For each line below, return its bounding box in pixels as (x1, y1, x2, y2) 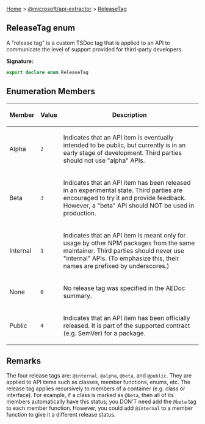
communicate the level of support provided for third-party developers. (6, 45, 183, 53)
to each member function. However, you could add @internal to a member (6, 404, 193, 412)
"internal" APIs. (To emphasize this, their (63, 254, 179, 262)
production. (63, 209, 96, 217)
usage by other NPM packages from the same (63, 239, 195, 247)
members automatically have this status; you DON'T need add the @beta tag (6, 398, 196, 406)
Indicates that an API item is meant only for (63, 231, 186, 239)
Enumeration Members (6, 86, 96, 97)
